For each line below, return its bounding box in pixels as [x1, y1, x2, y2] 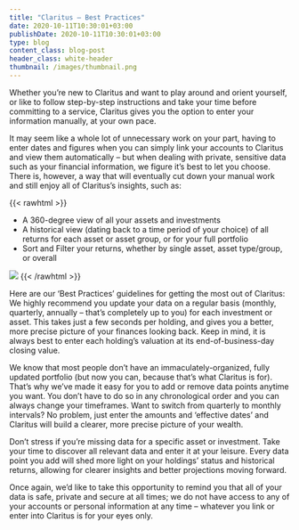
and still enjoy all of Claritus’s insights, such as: [9, 180, 182, 191]
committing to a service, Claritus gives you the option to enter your [9, 106, 255, 117]
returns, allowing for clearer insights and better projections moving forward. [9, 464, 287, 475]
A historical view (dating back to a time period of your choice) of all [21, 224, 269, 234]
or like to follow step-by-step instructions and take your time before [9, 96, 257, 107]
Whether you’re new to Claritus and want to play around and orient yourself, [9, 86, 287, 98]
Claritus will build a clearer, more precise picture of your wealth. [9, 419, 244, 429]
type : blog [9, 37, 50, 47]
